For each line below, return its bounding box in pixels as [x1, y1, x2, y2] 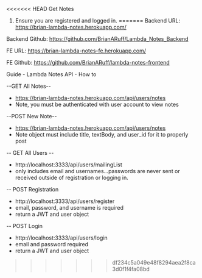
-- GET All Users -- [6, 149, 54, 156]
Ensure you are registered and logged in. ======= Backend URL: [15, 17, 181, 24]
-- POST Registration [6, 186, 59, 193]
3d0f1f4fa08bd [112, 265, 150, 273]
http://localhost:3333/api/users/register [15, 198, 115, 205]
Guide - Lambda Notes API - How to [6, 71, 97, 78]
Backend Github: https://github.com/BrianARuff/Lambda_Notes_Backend [6, 35, 189, 42]
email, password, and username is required [15, 204, 124, 211]
